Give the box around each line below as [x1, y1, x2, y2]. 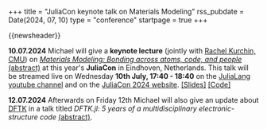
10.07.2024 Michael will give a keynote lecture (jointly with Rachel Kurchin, [8, 46, 256, 55]
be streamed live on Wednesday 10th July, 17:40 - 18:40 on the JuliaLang [8, 72, 250, 80]
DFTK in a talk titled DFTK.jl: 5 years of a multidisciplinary [8, 104, 197, 113]
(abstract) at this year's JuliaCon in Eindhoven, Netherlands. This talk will [8, 63, 249, 72]
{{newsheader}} [8, 31, 61, 40]
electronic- [198, 104, 235, 113]
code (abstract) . [39, 112, 93, 122]
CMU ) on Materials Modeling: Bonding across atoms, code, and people [8, 55, 242, 64]
